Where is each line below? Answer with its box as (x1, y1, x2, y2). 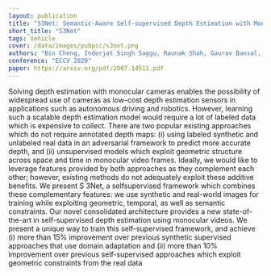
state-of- (223, 207, 252, 216)
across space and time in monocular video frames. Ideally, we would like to (8, 155, 258, 165)
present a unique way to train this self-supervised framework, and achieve (8, 224, 256, 233)
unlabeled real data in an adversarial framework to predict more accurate (8, 138, 252, 148)
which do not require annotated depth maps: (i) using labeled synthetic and (8, 129, 259, 139)
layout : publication (8, 11, 78, 20)
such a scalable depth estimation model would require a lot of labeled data (8, 112, 256, 122)
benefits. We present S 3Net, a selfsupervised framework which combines (8, 181, 256, 190)
